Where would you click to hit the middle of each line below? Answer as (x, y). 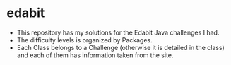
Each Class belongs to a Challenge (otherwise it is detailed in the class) (121, 47)
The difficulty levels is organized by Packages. (84, 40)
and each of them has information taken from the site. (95, 55)
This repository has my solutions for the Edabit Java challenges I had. (118, 32)
